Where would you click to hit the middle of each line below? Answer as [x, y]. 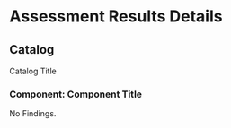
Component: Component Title [76, 94]
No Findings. [33, 114]
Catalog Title [33, 71]
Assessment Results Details [116, 17]
